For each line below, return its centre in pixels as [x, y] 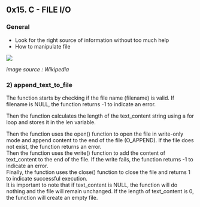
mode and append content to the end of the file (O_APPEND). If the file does [100, 140]
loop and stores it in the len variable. [51, 122]
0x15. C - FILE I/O [39, 10]
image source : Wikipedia [38, 69]
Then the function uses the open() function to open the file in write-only [95, 134]
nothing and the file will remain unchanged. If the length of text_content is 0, [100, 191]
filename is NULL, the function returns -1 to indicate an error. [81, 104]
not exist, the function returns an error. [54, 146]
